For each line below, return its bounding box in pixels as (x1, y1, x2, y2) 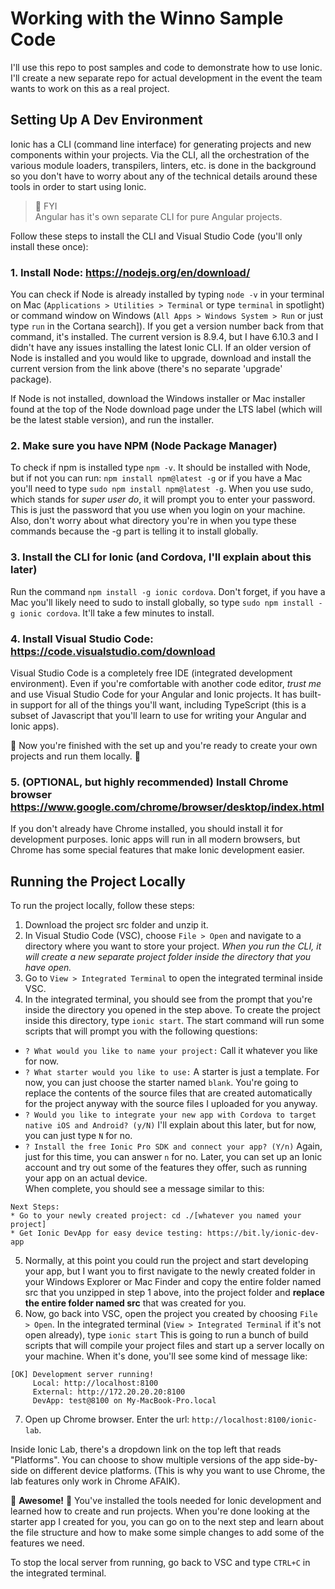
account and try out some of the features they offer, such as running (24, 1162, 308, 1174)
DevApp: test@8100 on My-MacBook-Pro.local (32, 1396, 217, 1406)
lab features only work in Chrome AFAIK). (10, 1475, 181, 1487)
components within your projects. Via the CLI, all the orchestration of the (10, 148, 310, 161)
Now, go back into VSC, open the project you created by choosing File (24, 1308, 318, 1320)
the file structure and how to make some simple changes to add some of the (10, 1527, 325, 1539)
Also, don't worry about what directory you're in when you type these (10, 515, 297, 527)
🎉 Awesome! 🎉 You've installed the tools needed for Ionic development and (10, 1495, 322, 1507)
